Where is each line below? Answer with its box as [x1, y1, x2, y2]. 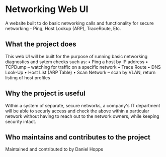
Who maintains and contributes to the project [5, 133, 151, 141]
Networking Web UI [5, 4, 89, 15]
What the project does [5, 40, 76, 49]
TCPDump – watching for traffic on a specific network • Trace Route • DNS [5, 64, 161, 70]
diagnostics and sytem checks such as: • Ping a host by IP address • [5, 59, 148, 65]
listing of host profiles [5, 74, 50, 81]
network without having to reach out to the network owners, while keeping [5, 113, 159, 119]
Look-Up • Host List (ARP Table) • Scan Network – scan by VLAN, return [5, 69, 156, 75]
